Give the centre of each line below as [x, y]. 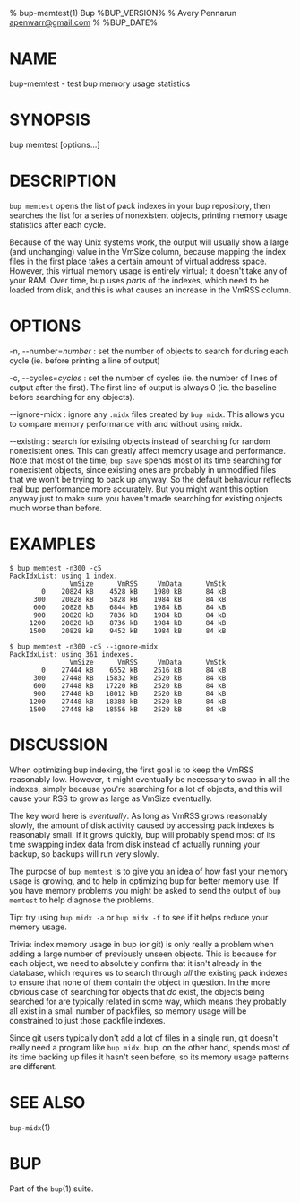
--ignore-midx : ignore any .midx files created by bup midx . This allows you [147, 414]
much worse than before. [56, 508]
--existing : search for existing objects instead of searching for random [140, 441]
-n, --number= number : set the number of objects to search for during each [149, 351]
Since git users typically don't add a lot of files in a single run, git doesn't [144, 1037]
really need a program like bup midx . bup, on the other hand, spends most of [150, 1047]
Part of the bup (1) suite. [51, 1189]
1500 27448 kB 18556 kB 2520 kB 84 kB [128, 709]
